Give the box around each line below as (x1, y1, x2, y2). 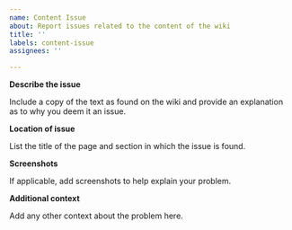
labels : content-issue (9, 38, 94, 48)
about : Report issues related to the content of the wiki (9, 22, 231, 31)
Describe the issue (9, 79, 81, 90)
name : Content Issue (9, 13, 87, 22)
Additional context (9, 193, 81, 204)
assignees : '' (9, 47, 63, 56)
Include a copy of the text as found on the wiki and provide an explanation (9, 96, 284, 108)
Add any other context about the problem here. (9, 210, 184, 221)
